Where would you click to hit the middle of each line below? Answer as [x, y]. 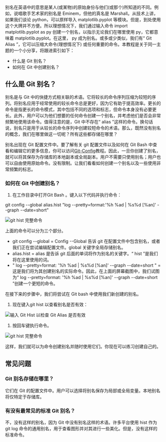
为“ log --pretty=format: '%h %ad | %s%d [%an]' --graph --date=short [85, 278]
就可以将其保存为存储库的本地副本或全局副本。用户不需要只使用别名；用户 [81, 157]
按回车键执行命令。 [32, 325]
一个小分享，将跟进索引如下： [44, 50]
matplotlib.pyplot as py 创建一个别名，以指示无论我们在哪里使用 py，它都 [80, 32]
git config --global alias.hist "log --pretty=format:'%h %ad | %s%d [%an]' [81, 205]
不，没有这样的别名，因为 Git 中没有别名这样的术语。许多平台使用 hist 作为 [81, 422]
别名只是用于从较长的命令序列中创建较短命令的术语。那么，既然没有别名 [87, 128]
